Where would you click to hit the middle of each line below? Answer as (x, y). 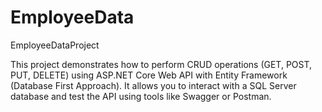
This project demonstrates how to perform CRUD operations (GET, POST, (161, 64)
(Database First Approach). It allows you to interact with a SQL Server (153, 85)
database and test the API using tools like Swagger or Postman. (141, 96)
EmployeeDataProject (55, 45)
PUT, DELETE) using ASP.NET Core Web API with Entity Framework (149, 75)
